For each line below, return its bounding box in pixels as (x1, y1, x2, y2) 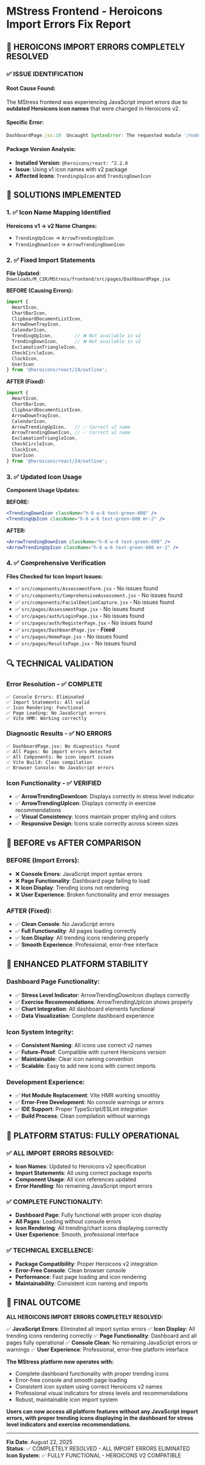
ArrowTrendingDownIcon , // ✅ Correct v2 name (12, 429, 131, 436)
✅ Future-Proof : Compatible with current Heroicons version (15, 1048, 167, 1056)
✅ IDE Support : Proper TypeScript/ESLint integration (15, 1105, 148, 1113)
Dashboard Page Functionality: (6, 977, 100, 986)
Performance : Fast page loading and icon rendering (15, 1273, 146, 1280)
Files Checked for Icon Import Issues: (6, 573, 103, 580)
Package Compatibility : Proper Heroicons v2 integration (15, 1260, 158, 1267)
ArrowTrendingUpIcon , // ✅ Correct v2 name (12, 424, 131, 430)
